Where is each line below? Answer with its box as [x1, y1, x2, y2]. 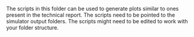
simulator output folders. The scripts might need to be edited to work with [6, 18, 189, 24]
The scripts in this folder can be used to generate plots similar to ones [6, 5, 179, 12]
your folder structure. [6, 24, 59, 31]
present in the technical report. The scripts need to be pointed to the [6, 11, 175, 18]
